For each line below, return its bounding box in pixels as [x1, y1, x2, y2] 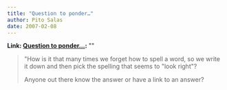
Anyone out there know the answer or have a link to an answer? [23, 76, 204, 84]
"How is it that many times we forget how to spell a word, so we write [23, 55, 220, 63]
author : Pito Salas [7, 16, 63, 23]
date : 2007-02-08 [7, 23, 57, 30]
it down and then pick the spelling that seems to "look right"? [23, 63, 197, 71]
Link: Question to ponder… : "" [7, 42, 95, 50]
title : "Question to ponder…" [7, 10, 94, 17]
